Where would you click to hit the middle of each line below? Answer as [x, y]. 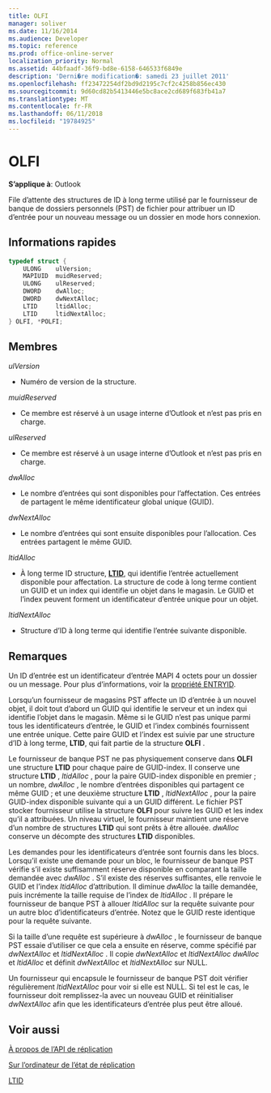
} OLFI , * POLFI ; [36, 321]
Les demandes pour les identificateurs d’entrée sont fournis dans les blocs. [134, 852]
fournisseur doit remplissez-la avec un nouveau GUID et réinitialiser [121, 996]
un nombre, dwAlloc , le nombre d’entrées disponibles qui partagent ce [127, 785]
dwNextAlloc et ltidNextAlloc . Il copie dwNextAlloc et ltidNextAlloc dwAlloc [134, 954]
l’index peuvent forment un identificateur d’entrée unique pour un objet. [139, 599]
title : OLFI [28, 16]
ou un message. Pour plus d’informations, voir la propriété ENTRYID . [122, 684]
